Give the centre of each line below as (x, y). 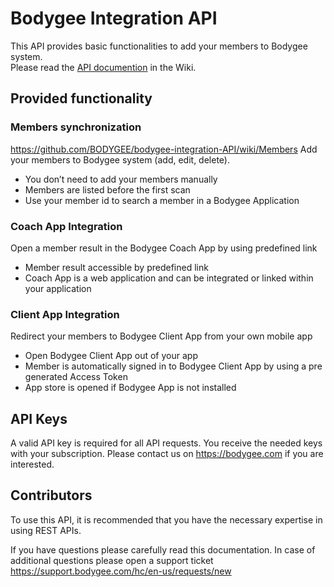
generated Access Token (76, 377)
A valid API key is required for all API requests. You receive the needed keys (166, 443)
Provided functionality (81, 98)
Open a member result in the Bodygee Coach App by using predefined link (164, 248)
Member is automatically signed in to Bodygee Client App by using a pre (173, 366)
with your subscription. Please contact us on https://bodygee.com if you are (167, 454)
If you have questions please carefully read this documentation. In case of (163, 549)
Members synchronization (76, 127)
